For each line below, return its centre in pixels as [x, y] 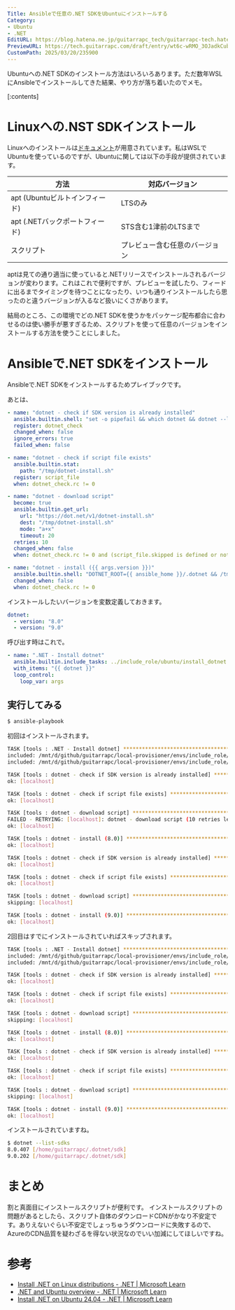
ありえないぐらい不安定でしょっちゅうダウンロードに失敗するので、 [117, 1225]
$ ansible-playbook [36, 722]
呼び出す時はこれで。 [38, 642]
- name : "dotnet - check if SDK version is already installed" [101, 413]
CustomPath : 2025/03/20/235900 [53, 53]
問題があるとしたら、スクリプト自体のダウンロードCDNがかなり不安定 [109, 1216]
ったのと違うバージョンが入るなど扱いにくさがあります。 [90, 300]
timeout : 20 [37, 536]
